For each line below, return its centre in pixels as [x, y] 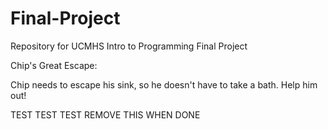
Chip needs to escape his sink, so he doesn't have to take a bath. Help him [164, 84]
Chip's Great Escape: [54, 65]
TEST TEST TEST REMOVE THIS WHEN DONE [105, 114]
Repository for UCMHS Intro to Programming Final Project [129, 46]
